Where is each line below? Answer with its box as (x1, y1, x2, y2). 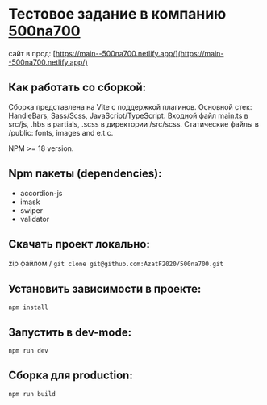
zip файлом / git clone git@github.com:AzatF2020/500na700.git (8, 259, 224, 269)
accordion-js (19, 188, 63, 198)
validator (19, 214, 50, 223)
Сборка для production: (8, 369, 133, 382)
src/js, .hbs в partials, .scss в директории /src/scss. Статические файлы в (8, 119, 260, 129)
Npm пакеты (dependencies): (8, 167, 163, 181)
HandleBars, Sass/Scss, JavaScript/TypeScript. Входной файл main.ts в (8, 111, 248, 120)
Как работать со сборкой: (8, 81, 147, 94)
